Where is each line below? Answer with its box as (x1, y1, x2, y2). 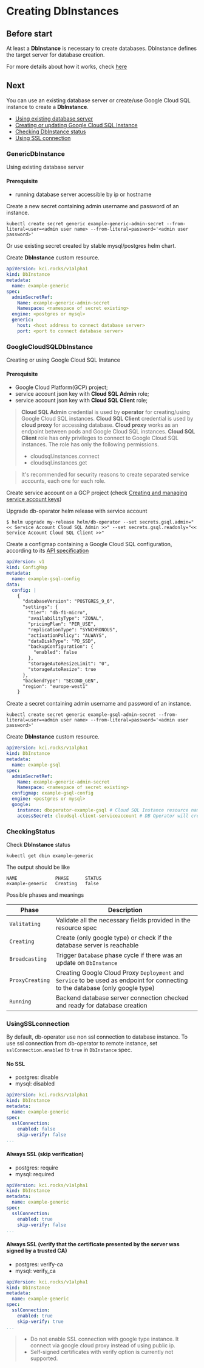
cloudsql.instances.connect (30, 452, 100, 460)
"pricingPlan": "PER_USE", (28, 621, 97, 627)
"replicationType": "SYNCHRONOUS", (28, 626, 118, 633)
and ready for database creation (55, 1001, 148, 1009)
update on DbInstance (55, 958, 118, 967)
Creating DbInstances (6, 4, 119, 18)
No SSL (6, 1060, 25, 1067)
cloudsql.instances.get (30, 459, 87, 466)
